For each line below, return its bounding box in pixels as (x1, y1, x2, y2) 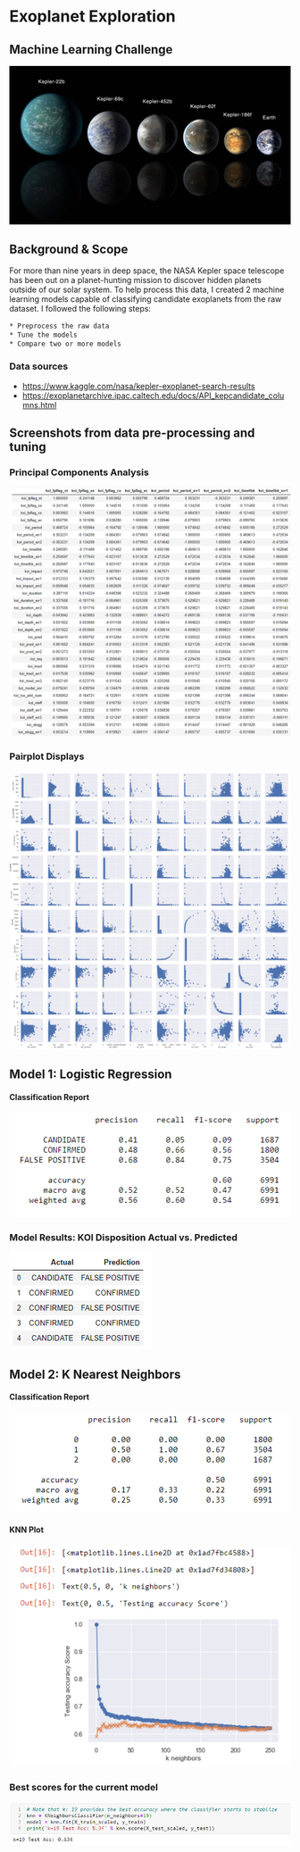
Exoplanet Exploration (9, 6, 176, 27)
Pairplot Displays (9, 750, 85, 763)
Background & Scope (9, 241, 129, 256)
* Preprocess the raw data (9, 321, 110, 331)
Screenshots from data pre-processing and (9, 426, 255, 440)
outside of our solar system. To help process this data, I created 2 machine (9, 284, 285, 296)
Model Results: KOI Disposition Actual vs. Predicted (9, 1230, 238, 1243)
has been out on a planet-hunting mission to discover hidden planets (9, 275, 262, 286)
